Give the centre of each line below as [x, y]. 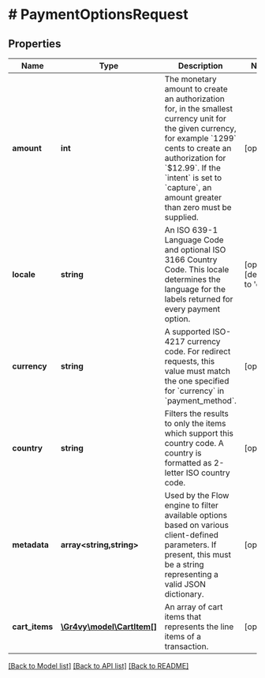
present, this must [198, 554]
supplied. [181, 217]
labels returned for [199, 299]
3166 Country [191, 260]
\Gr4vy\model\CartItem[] [109, 627]
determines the [192, 279]
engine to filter [192, 505]
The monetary [190, 79]
